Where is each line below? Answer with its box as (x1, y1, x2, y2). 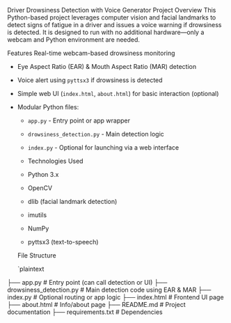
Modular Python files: (17, 103, 79, 111)
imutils (27, 211, 47, 219)
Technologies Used (27, 157, 83, 165)
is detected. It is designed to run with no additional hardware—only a (7, 28, 205, 36)
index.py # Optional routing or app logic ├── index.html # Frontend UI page (7, 293, 224, 301)
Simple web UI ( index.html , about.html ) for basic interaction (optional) (17, 90, 219, 97)
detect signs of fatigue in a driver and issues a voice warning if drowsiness (7, 21, 222, 29)
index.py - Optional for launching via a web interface (27, 143, 180, 152)
